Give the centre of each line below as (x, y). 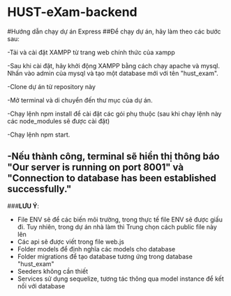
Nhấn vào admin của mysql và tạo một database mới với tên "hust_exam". (113, 73)
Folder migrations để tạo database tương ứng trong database (105, 256)
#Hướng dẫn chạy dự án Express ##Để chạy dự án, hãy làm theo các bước (114, 31)
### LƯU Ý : (23, 205)
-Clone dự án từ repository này (52, 86)
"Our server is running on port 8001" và (95, 168)
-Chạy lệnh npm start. (39, 134)
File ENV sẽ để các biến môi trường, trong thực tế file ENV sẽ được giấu (120, 219)
